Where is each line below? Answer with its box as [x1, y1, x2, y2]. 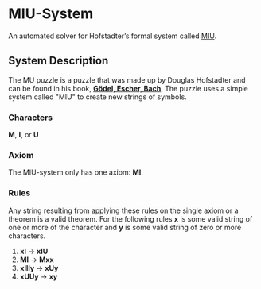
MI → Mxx [19, 255, 54, 264]
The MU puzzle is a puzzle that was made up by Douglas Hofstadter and [8, 75, 246, 84]
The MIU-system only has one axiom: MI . [8, 168, 143, 177]
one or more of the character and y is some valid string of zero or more [8, 222, 242, 232]
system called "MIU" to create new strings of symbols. [8, 92, 187, 102]
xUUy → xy [19, 272, 58, 281]
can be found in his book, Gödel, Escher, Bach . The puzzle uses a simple [8, 83, 249, 93]
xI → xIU [19, 246, 49, 256]
